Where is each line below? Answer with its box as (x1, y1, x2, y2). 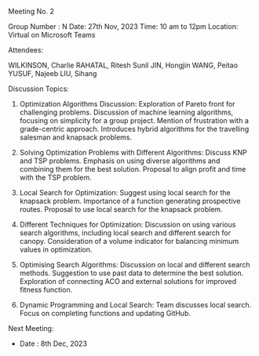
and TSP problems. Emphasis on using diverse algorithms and (19, 156, 221, 165)
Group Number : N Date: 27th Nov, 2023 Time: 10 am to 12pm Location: (8, 22, 239, 31)
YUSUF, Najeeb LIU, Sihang (8, 69, 97, 78)
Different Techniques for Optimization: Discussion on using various (19, 220, 236, 229)
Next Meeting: (8, 324, 54, 332)
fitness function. (19, 285, 73, 294)
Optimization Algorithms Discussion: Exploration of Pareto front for (19, 100, 235, 108)
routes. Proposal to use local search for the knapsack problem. (19, 205, 223, 214)
